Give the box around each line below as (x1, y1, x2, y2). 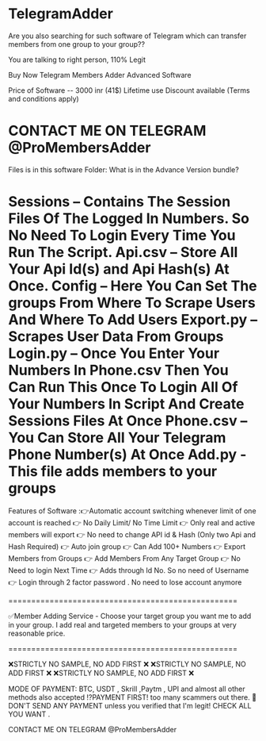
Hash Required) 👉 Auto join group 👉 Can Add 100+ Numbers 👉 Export (8, 541, 245, 551)
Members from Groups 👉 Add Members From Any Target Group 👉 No (8, 553, 241, 563)
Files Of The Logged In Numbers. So (8, 209, 250, 228)
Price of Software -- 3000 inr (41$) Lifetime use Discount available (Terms (8, 85, 251, 95)
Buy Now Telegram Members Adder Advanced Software (8, 70, 192, 79)
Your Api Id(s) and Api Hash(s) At (8, 260, 230, 278)
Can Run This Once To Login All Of (8, 378, 238, 397)
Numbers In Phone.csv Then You (8, 362, 229, 379)
